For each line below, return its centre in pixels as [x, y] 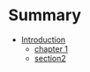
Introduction [43, 40]
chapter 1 [51, 48]
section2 [50, 58]
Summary [45, 15]
